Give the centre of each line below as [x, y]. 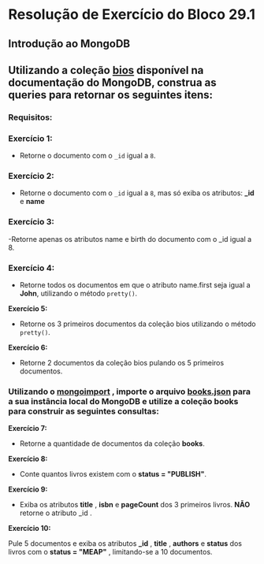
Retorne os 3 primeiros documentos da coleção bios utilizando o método [138, 324]
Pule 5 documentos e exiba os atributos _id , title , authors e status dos [125, 544]
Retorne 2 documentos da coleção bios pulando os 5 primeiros [122, 363]
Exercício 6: [28, 347]
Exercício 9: [28, 489]
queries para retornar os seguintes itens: [111, 95]
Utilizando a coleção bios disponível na [106, 70]
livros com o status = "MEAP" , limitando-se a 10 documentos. [110, 552]
